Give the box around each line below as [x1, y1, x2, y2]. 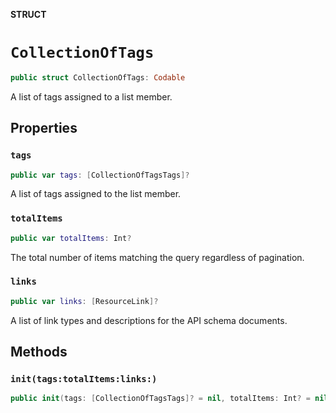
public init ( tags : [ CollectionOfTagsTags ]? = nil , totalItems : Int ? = [10, 394, 311, 404]
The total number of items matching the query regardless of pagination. [10, 251, 305, 263]
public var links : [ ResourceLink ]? [10, 296, 159, 306]
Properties [10, 120, 78, 137]
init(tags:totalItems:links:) [10, 374, 158, 385]
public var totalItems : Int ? [10, 233, 132, 243]
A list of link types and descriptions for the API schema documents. [10, 314, 288, 326]
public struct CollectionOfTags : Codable [10, 72, 186, 83]
